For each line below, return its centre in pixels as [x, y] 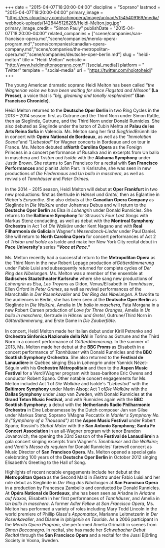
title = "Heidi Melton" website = [54, 60]
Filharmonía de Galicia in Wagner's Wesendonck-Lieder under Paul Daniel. [81, 231]
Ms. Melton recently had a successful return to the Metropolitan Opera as [80, 257]
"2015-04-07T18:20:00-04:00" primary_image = [54, 12]
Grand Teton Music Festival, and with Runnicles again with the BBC [74, 399]
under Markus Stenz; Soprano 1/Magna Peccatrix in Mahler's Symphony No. [82, 415]
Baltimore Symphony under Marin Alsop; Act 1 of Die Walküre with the [76, 389]
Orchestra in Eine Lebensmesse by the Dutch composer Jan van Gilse [76, 410]
